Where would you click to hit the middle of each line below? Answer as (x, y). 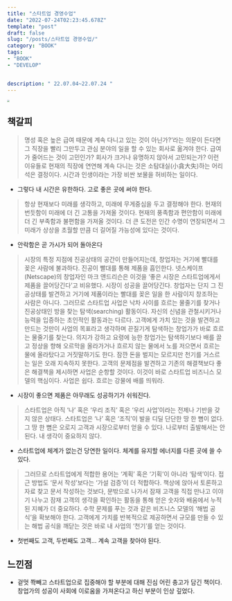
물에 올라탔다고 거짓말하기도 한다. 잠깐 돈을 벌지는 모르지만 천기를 (113, 355)
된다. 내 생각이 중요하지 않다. (63, 436)
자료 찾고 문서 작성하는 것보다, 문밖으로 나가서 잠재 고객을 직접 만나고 (117, 491)
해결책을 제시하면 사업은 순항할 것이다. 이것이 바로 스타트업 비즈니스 (123, 372)
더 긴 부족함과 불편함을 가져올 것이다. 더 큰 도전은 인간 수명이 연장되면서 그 (125, 221)
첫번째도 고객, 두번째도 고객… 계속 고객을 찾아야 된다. (89, 540)
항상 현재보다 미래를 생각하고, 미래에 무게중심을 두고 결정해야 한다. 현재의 (123, 204)
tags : (15, 53)
